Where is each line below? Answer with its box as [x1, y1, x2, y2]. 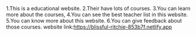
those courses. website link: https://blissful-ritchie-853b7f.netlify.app [6, 23, 172, 30]
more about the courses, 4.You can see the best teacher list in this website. [6, 11, 188, 18]
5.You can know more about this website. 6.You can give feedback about [6, 17, 182, 24]
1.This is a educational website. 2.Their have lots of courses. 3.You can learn [6, 5, 191, 12]
